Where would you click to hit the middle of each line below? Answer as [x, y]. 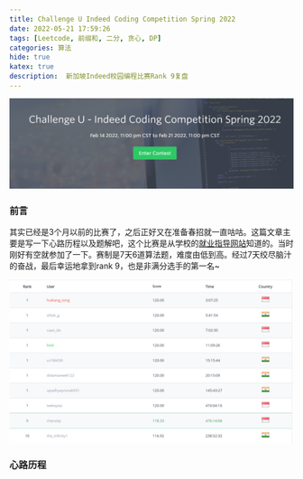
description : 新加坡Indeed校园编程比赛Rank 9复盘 [99, 77]
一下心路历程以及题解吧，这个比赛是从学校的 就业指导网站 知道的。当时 [163, 243]
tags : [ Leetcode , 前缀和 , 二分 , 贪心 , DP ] [86, 38]
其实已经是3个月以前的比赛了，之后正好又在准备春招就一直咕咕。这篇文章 [146, 232]
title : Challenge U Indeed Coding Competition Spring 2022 [123, 19]
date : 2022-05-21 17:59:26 [60, 28]
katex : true [32, 67]
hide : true [30, 57]
